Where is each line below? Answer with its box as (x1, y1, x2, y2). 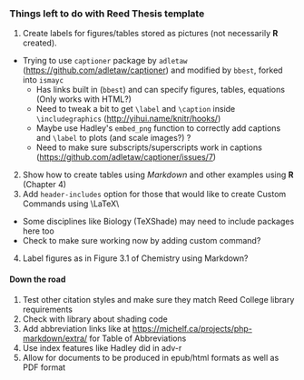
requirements (22, 304, 73, 315)
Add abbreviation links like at (22, 323, 131, 334)
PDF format (22, 362, 66, 373)
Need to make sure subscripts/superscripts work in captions (35, 142, 263, 153)
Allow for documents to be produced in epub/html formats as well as (22, 352, 279, 363)
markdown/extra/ (22, 333, 88, 344)
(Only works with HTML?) (35, 94, 132, 105)
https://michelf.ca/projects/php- (132, 323, 252, 334)
